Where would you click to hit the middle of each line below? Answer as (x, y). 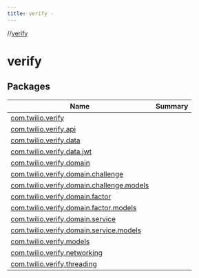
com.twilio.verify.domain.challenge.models (80, 185)
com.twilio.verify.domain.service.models (76, 230)
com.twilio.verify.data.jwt (51, 151)
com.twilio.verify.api (43, 129)
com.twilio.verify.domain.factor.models (74, 207)
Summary (172, 106)
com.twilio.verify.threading (54, 263)
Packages (29, 87)
